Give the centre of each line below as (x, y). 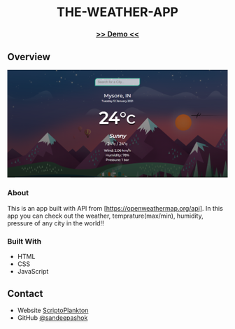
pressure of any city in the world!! (56, 223)
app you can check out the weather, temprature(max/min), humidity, (106, 216)
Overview (29, 57)
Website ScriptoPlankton (53, 310)
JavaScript (33, 272)
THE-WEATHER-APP (117, 12)
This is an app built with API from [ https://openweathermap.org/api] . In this (115, 208)
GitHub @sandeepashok (52, 317)
